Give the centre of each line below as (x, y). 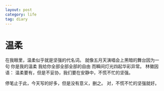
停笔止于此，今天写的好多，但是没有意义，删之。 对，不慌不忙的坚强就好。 (82, 83)
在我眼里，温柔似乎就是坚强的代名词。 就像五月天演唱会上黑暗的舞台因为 (80, 60)
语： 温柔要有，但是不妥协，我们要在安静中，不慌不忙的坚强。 (69, 72)
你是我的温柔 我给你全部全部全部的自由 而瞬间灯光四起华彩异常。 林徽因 (84, 66)
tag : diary (16, 19)
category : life (21, 14)
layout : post (19, 10)
